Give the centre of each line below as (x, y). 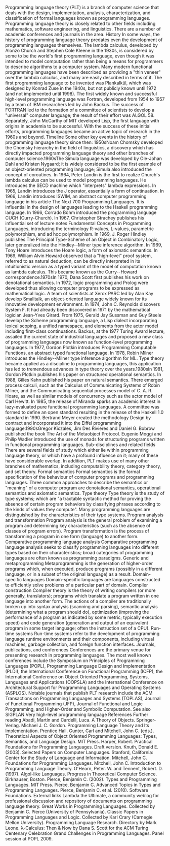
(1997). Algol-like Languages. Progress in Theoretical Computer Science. (81, 774)
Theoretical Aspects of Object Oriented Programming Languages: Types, (81, 736)
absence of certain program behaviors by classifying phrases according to (83, 504)
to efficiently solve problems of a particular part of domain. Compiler (77, 585)
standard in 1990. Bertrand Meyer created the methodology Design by (78, 418)
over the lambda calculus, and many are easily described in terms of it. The (84, 77)
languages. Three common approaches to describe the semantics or (77, 482)
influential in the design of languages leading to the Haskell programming (81, 207)
